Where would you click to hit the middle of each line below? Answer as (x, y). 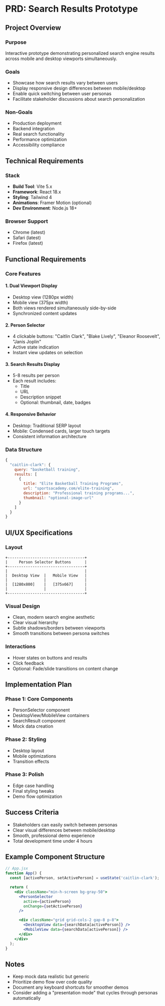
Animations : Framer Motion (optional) (52, 203)
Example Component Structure (55, 857)
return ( (19, 887)
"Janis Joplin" (27, 342)
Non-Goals (19, 112)
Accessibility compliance (38, 145)
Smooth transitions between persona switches (61, 634)
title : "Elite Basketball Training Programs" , (73, 484)
